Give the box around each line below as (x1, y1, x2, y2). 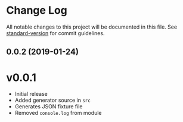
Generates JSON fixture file (14, 103, 83, 110)
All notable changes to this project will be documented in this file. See (6, 23, 178, 30)
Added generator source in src (14, 96, 91, 104)
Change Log (6, 4, 67, 17)
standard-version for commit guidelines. (6, 29, 105, 36)
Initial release (14, 90, 48, 98)
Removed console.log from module (14, 110, 102, 117)
